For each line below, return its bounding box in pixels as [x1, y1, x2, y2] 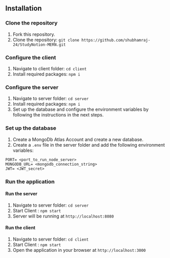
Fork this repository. [12, 31, 55, 37]
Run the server [5, 191, 37, 197]
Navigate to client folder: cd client [12, 65, 87, 71]
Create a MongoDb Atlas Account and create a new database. [12, 136, 143, 143]
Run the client [5, 225, 36, 231]
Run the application [5, 178, 55, 185]
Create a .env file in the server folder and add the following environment [12, 142, 165, 148]
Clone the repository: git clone [12, 36, 79, 43]
